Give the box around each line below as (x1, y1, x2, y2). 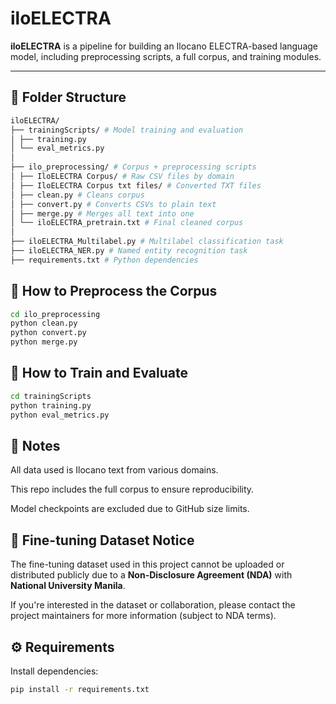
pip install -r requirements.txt (10, 684, 150, 694)
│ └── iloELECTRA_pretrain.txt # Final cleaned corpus (10, 218, 244, 228)
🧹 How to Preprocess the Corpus (10, 283, 218, 300)
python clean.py (10, 318, 78, 329)
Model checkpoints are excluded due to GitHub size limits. (10, 503, 250, 515)
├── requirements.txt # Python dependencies (10, 255, 199, 265)
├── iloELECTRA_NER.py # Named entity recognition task (10, 246, 248, 256)
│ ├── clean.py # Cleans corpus (10, 190, 145, 200)
